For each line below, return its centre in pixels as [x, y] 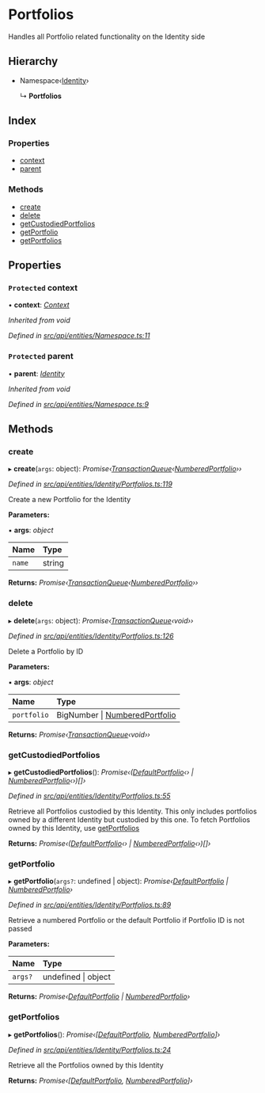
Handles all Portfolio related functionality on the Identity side [107, 36]
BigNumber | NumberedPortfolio [116, 714]
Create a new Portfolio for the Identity [70, 500]
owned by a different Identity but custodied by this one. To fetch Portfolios [129, 820]
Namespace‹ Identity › [54, 80]
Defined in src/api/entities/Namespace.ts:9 [78, 404]
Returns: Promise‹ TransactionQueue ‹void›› [79, 734]
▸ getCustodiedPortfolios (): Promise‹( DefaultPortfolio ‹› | [101, 772]
